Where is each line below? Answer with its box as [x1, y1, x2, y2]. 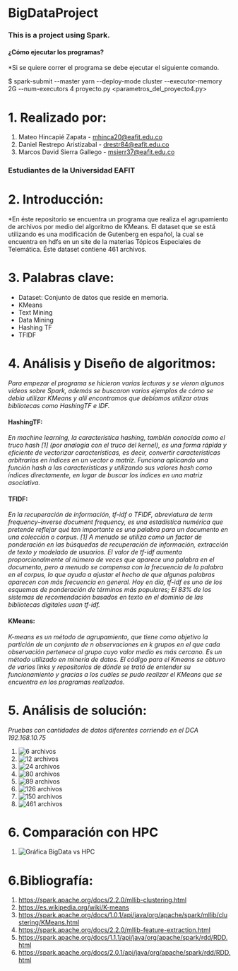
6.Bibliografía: [8, 872, 94, 888]
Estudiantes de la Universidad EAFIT [8, 165, 136, 175]
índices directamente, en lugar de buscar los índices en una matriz [8, 471, 203, 479]
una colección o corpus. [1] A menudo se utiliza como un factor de [8, 533, 202, 542]
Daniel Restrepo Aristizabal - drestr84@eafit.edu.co [18, 140, 169, 149]
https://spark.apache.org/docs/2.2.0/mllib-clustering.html [18, 896, 186, 905]
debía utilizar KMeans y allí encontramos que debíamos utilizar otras [8, 394, 209, 402]
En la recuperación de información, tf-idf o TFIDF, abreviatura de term [8, 511, 213, 519]
